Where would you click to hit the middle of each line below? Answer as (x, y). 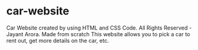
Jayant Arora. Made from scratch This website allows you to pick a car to (98, 34)
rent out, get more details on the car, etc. (58, 40)
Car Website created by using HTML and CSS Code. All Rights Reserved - (99, 28)
